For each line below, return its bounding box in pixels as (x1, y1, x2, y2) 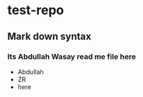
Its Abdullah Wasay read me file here (7, 52, 137, 62)
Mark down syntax (7, 30, 92, 42)
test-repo (7, 2, 64, 18)
